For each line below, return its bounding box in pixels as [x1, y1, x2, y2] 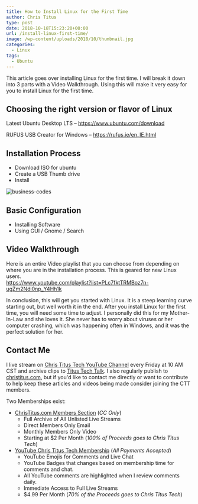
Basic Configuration [6, 205, 82, 215]
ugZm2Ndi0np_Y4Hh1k [6, 285, 62, 292]
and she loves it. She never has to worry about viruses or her [24, 315, 173, 322]
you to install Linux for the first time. [6, 87, 94, 94]
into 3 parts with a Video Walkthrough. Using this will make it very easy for [6, 80, 187, 88]
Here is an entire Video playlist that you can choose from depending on [6, 260, 180, 267]
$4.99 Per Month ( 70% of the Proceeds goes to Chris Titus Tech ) [23, 490, 183, 497]
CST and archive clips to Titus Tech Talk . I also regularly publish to [6, 367, 168, 374]
